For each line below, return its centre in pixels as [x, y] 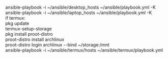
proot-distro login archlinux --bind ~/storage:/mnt [57, 45]
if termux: [15, 18]
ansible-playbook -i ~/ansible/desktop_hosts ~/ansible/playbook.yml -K [81, 7]
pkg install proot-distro [29, 34]
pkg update [17, 23]
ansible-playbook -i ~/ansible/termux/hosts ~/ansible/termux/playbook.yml [84, 50]
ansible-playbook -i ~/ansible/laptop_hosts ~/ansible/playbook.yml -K [79, 13]
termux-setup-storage [29, 29]
